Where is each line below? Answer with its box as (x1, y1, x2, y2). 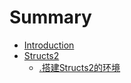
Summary (9, 6, 92, 29)
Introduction (23, 39, 75, 51)
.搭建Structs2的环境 (38, 61, 121, 73)
